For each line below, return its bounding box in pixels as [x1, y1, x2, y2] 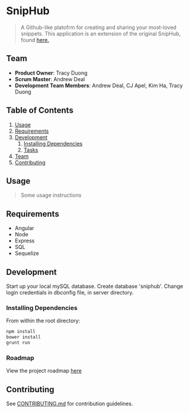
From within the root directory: [6, 317, 81, 324]
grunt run [6, 340, 31, 346]
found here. [20, 36, 49, 43]
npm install [6, 329, 36, 335]
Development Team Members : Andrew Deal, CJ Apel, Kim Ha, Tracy [14, 82, 183, 89]
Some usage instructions [20, 191, 82, 199]
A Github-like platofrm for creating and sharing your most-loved [20, 24, 177, 31]
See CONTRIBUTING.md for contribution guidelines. [6, 400, 133, 407]
